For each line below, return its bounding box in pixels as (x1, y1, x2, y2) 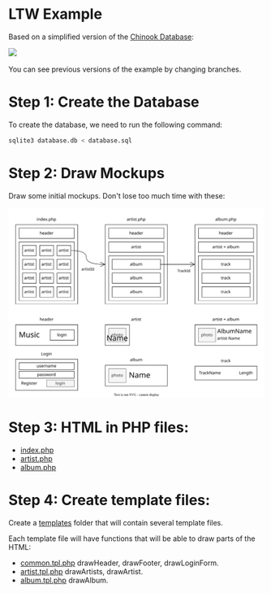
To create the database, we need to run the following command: (8, 120, 223, 129)
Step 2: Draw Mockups (8, 164, 165, 182)
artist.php (19, 454, 53, 464)
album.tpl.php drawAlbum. (19, 575, 109, 586)
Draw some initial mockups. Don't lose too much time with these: (8, 190, 226, 200)
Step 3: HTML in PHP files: (8, 418, 189, 437)
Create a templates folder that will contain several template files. (8, 518, 223, 528)
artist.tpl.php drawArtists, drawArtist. (19, 567, 144, 577)
